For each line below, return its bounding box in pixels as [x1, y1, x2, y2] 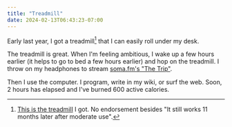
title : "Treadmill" [7, 10, 64, 17]
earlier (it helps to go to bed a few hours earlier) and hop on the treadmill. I [7, 57, 220, 66]
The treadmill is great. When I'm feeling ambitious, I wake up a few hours [7, 50, 215, 59]
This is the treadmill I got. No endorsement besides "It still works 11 [17, 105, 208, 114]
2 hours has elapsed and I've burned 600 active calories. [7, 86, 170, 94]
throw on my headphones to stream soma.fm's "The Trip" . [7, 65, 173, 73]
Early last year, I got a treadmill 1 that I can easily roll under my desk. [7, 35, 200, 45]
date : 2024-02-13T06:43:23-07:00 [7, 17, 104, 23]
